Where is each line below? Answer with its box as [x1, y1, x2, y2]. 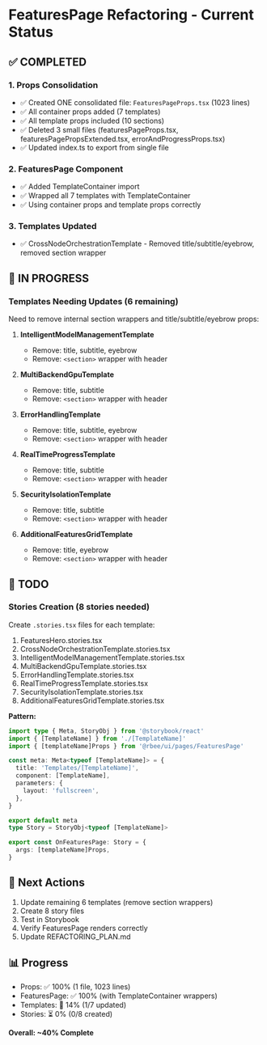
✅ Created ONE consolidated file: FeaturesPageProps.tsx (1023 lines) [19, 97, 251, 107]
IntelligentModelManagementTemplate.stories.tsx [19, 653, 185, 662]
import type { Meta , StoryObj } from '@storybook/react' [8, 726, 205, 735]
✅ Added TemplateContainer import [19, 182, 140, 192]
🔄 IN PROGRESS [8, 271, 90, 285]
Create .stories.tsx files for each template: [8, 620, 155, 629]
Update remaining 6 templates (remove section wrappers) [19, 897, 214, 907]
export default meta [8, 816, 78, 824]
